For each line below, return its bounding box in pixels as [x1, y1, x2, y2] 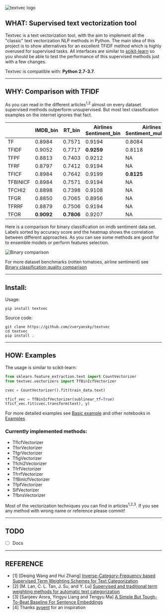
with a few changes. [5, 59, 47, 65]
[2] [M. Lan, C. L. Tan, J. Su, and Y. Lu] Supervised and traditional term [12, 583, 158, 589]
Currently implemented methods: [5, 428, 87, 435]
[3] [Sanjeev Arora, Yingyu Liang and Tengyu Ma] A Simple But [12, 594, 142, 600]
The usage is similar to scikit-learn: [5, 364, 77, 370]
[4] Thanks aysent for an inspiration [12, 604, 86, 610]
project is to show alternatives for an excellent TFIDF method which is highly [5, 43, 162, 49]
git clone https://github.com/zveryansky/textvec [5, 325, 110, 330]
